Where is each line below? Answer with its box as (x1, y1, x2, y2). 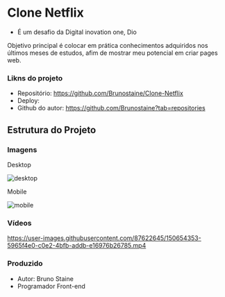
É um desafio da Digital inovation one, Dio (17, 28, 137, 36)
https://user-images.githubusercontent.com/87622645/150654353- (7, 234, 201, 242)
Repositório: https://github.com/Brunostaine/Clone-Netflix (17, 89, 184, 98)
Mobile (7, 187, 27, 196)
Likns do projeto (7, 73, 63, 83)
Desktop (7, 160, 31, 169)
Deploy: (17, 96, 40, 105)
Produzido (7, 259, 43, 269)
